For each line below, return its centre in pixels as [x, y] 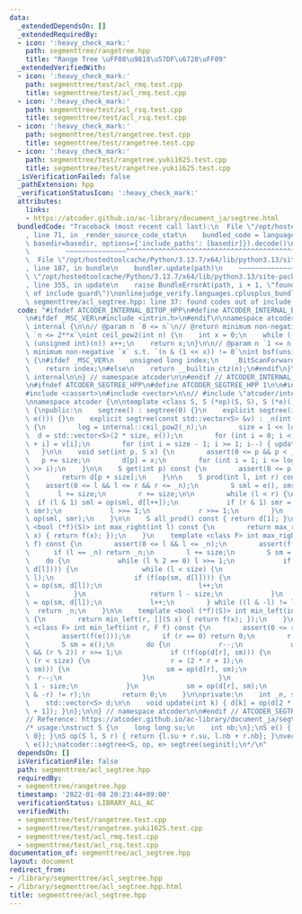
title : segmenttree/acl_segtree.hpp [78, 895]
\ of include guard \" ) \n [72, 293]
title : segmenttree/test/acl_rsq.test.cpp [106, 118]
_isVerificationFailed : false [74, 176]
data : [19, 18]
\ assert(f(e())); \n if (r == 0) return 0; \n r [159, 636]
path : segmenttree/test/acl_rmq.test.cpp [104, 84]
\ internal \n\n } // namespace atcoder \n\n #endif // [124, 377]
